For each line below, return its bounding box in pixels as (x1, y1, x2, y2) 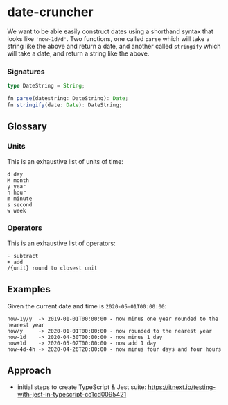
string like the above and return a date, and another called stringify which (7, 42, 221, 50)
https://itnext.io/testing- (148, 383, 216, 391)
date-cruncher (7, 4, 94, 20)
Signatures (7, 67, 45, 76)
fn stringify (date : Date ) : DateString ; (7, 101, 123, 108)
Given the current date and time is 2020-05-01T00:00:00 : (7, 301, 167, 310)
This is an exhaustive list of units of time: (7, 157, 123, 165)
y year (7, 183, 26, 190)
